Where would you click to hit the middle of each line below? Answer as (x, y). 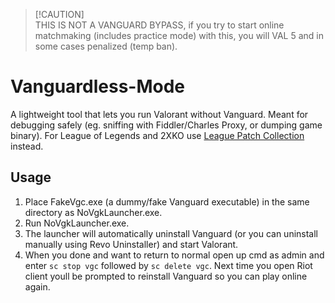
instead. (27, 146)
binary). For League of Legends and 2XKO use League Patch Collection (157, 135)
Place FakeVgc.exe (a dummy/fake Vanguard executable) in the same (167, 201)
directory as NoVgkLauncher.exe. (93, 212)
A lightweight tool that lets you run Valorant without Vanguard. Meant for (159, 114)
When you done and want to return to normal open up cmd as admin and (174, 255)
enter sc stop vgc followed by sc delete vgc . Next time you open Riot (168, 265)
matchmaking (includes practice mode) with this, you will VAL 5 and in (179, 35)
